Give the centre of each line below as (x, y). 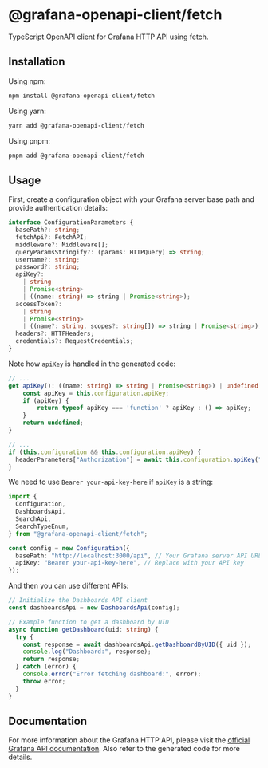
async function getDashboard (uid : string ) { (83, 629)
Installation (37, 62)
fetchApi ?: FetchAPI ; (51, 237)
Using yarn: (27, 111)
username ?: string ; (48, 260)
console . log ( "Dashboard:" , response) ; (87, 652)
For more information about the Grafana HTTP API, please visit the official (129, 740)
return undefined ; (53, 423)
